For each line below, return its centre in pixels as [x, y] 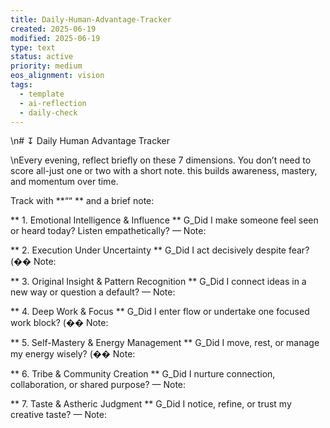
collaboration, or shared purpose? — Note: [98, 385]
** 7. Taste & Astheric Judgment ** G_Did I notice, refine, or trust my [151, 404]
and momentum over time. [64, 182]
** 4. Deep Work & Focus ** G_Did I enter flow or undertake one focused [160, 312]
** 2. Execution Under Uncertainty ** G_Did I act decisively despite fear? [160, 250]
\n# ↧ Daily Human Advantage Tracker [90, 141]
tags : [21, 85]
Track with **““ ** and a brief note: [82, 201]
